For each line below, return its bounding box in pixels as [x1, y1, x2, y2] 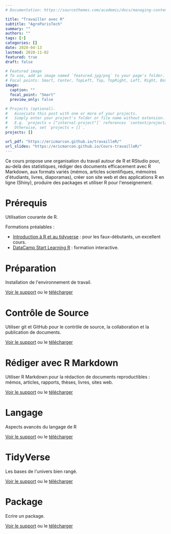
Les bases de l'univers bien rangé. [5, 468, 77, 474]
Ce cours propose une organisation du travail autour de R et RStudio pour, [5, 157, 160, 164]
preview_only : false [10, 97, 53, 102]
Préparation [5, 262, 56, 274]
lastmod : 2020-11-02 [5, 49, 49, 55]
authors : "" [5, 31, 31, 36]
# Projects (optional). [5, 106, 56, 111]
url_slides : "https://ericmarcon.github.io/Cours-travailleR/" [5, 144, 142, 149]
